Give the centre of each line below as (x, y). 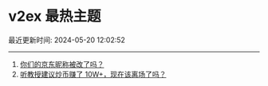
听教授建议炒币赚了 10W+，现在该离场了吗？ (93, 74)
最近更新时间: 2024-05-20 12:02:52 (67, 40)
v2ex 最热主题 (55, 16)
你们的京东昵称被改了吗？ (62, 64)
